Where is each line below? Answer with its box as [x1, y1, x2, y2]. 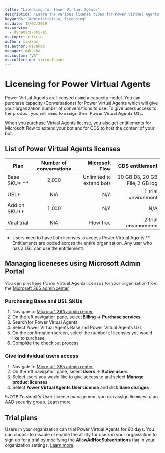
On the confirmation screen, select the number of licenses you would [12, 330, 153, 336]
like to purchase [12, 335, 45, 341]
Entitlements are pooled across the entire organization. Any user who [12, 240, 152, 246]
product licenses [12, 379, 48, 385]
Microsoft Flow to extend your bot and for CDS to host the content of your [5, 125, 155, 131]
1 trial [144, 188, 158, 195]
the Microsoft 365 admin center [5, 285, 69, 291]
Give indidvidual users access [5, 352, 79, 359]
